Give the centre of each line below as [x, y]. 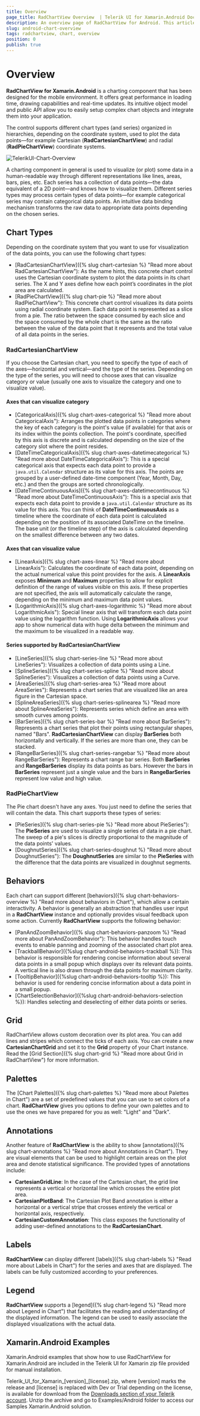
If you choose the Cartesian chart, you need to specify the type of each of [97, 362]
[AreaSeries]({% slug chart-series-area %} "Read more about [90, 683]
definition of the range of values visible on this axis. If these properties [101, 587]
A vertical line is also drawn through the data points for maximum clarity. [104, 970]
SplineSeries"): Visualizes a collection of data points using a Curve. [97, 677]
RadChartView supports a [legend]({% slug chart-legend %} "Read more [96, 1305]
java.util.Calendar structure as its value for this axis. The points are [99, 472]
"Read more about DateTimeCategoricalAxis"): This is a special [92, 459]
